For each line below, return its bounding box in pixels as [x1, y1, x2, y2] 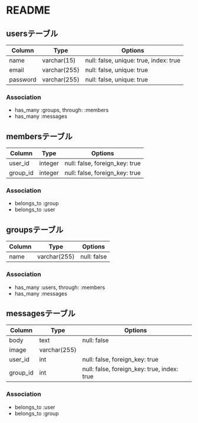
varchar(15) [42, 57, 76, 64]
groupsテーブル [6, 225, 64, 235]
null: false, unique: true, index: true [85, 57, 181, 64]
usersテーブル [6, 28, 58, 38]
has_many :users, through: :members [14, 284, 105, 291]
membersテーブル [6, 131, 72, 142]
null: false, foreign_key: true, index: [82, 365, 179, 373]
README [6, 4, 51, 17]
